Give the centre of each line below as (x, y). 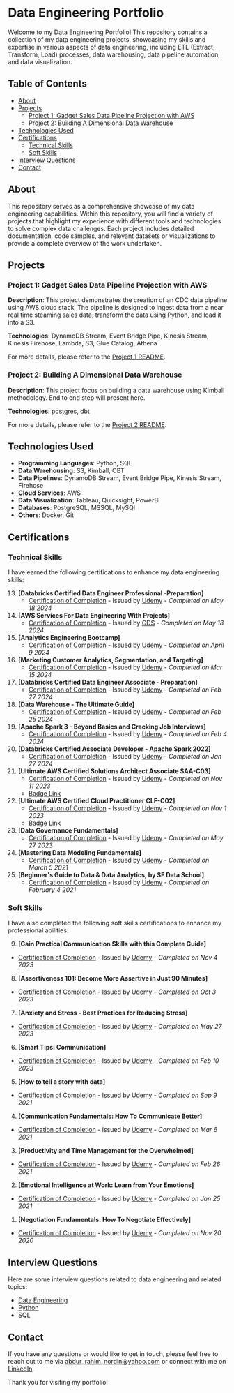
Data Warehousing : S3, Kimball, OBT (71, 471)
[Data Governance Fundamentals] (68, 830)
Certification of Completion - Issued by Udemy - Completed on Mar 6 (118, 1130)
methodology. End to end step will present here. (77, 397)
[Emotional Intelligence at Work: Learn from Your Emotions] (106, 1185)
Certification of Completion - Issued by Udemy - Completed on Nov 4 (118, 958)
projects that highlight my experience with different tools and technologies (115, 221)
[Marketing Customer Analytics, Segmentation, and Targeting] (111, 660)
